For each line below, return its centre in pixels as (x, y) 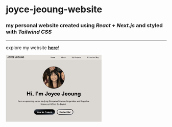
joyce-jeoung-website (54, 9)
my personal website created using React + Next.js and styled (84, 26)
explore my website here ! (32, 48)
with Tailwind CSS (29, 32)
